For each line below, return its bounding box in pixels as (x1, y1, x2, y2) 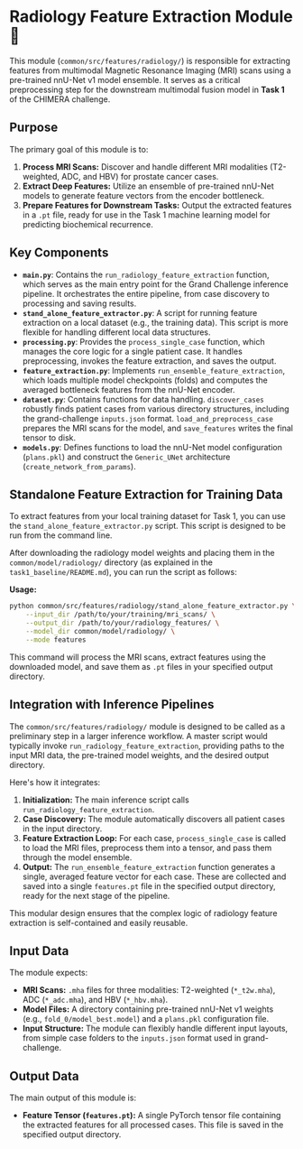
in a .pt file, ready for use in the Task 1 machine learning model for (22, 209, 271, 220)
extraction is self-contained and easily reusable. (9, 917, 188, 928)
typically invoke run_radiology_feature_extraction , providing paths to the (9, 740, 285, 751)
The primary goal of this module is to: (9, 144, 149, 154)
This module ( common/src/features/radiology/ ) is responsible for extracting (9, 55, 291, 66)
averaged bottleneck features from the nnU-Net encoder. (22, 384, 236, 394)
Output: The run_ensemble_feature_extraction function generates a (22, 861, 276, 872)
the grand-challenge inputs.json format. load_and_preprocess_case (22, 412, 273, 423)
